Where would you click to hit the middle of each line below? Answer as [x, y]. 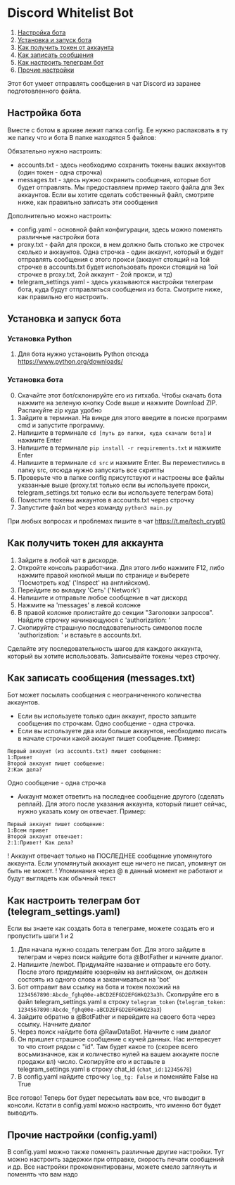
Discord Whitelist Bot [70, 13]
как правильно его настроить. [63, 296]
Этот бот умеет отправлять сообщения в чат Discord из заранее [104, 83]
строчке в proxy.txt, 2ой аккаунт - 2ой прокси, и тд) [95, 274]
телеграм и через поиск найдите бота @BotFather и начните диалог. [120, 957]
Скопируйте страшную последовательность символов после [110, 627]
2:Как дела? [25, 770]
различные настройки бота [58, 236]
